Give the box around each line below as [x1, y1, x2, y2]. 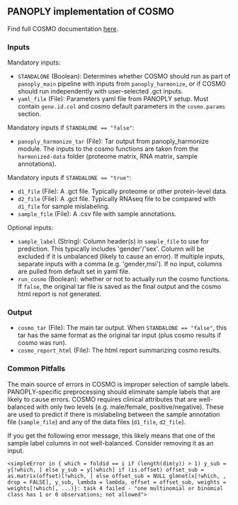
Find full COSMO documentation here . [7, 24, 119, 33]
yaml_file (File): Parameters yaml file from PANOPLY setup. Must [17, 95, 209, 103]
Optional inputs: [7, 223, 54, 232]
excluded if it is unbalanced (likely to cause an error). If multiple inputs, [17, 252, 225, 261]
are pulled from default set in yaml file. [17, 267, 130, 276]
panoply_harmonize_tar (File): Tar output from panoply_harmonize [17, 137, 209, 146]
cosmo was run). [17, 339, 67, 347]
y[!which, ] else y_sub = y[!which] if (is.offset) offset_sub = [7, 466, 204, 473]
